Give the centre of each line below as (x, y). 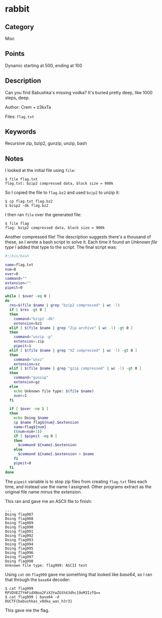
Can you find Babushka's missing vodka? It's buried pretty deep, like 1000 (79, 92)
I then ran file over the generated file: (43, 215)
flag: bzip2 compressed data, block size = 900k (55, 228)
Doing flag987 (19, 514)
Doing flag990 (19, 527)
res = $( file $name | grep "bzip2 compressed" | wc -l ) (65, 305)
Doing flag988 (19, 518)
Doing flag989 (19, 523)
